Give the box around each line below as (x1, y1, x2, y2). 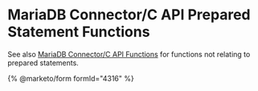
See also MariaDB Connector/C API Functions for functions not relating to (7, 49, 251, 59)
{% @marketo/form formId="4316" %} (7, 73, 134, 83)
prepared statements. (7, 58, 80, 68)
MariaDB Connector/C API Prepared (7, 6, 251, 24)
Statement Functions (7, 23, 150, 41)
